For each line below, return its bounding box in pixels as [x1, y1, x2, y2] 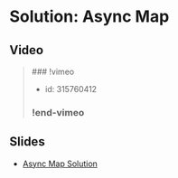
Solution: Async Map [9, 6, 170, 27]
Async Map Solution [22, 158, 98, 169]
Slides [9, 134, 45, 150]
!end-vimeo [31, 106, 85, 118]
